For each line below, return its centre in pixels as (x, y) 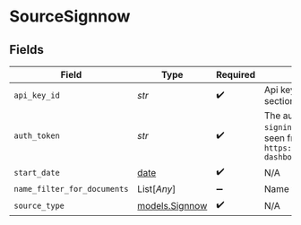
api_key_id (37, 95)
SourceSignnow (70, 17)
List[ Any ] (157, 189)
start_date (37, 173)
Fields (27, 50)
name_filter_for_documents (71, 189)
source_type (39, 205)
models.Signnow (172, 205)
